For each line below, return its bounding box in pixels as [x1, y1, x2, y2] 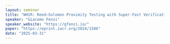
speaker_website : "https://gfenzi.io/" [5, 21, 90, 27]
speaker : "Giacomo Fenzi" [5, 17, 60, 22]
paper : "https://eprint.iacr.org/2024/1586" [5, 26, 101, 31]
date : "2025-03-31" [5, 31, 47, 36]
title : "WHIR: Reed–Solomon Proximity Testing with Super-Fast [5, 12, 142, 17]
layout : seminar [5, 7, 39, 13]
